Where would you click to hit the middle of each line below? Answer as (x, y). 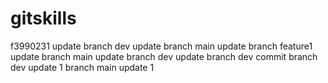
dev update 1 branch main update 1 (82, 67)
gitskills (43, 18)
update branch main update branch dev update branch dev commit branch (164, 56)
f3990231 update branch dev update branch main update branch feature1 (161, 46)
